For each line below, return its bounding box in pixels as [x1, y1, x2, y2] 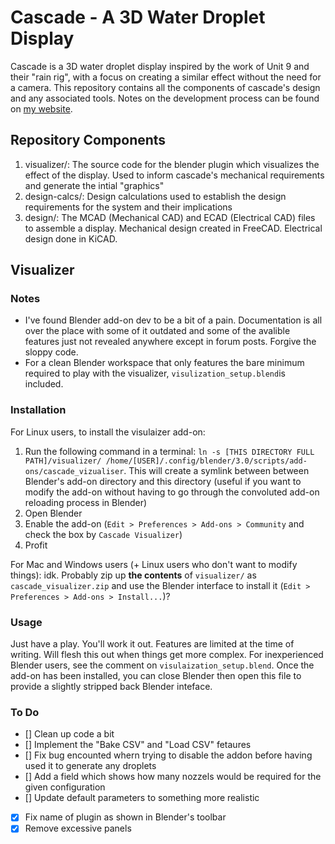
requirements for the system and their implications [24, 201, 233, 213]
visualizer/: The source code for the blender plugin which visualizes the [24, 158, 320, 170]
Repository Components [10, 132, 167, 149]
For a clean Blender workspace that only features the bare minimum [24, 357, 305, 369]
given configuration [24, 781, 106, 793]
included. [24, 378, 64, 390]
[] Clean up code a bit [24, 728, 115, 740]
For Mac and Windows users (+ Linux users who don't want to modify [10, 558, 298, 570]
